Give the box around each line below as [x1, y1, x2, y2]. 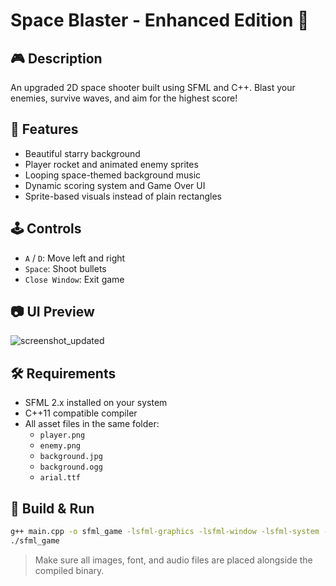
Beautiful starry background [24, 147, 141, 159]
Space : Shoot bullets [24, 262, 107, 274]
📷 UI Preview [10, 304, 95, 321]
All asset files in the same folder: [24, 418, 160, 430]
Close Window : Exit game [24, 273, 125, 285]
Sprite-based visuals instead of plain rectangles [24, 190, 222, 202]
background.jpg [39, 452, 103, 462]
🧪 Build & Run [10, 500, 95, 517]
